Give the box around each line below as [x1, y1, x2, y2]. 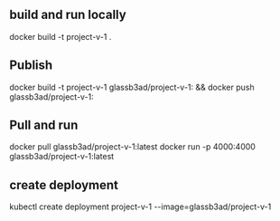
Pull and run [9, 118, 79, 133]
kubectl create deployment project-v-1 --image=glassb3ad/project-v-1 [9, 201, 272, 212]
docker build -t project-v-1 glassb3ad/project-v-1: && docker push [9, 82, 255, 92]
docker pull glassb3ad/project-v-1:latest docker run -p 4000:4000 [9, 141, 256, 152]
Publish [9, 58, 53, 73]
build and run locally [9, 7, 126, 23]
